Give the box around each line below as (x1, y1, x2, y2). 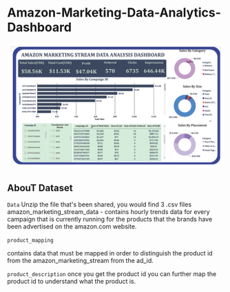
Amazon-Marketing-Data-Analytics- (7, 5, 222, 21)
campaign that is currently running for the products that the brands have (7, 215, 213, 224)
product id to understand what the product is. (7, 278, 136, 286)
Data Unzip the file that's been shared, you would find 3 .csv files (7, 200, 191, 208)
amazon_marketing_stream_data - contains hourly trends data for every (7, 208, 210, 216)
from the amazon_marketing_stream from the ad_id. (7, 257, 154, 265)
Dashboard (7, 19, 72, 35)
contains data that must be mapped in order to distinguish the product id (7, 249, 213, 257)
